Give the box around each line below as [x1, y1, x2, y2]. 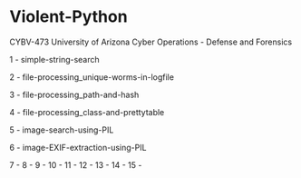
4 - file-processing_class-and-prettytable [9, 106, 165, 117]
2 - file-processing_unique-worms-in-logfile [9, 71, 175, 83]
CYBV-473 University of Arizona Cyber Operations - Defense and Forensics [9, 36, 293, 47]
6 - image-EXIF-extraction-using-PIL [9, 142, 147, 153]
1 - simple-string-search [9, 54, 100, 64]
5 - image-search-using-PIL [9, 124, 114, 135]
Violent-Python [9, 6, 129, 27]
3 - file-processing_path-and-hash [9, 89, 140, 100]
